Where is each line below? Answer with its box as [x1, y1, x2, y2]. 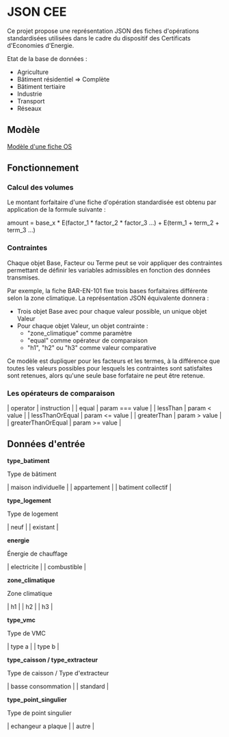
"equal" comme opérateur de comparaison [27, 336, 148, 345]
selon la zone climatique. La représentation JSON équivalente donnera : [7, 294, 209, 302]
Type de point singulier [7, 708, 72, 716]
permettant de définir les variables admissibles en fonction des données [7, 266, 211, 274]
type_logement [7, 496, 51, 504]
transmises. [7, 273, 40, 282]
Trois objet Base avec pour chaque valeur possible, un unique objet [16, 307, 207, 315]
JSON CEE [7, 4, 67, 20]
